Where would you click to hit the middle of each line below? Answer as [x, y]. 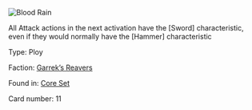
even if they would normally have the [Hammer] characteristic [110, 37]
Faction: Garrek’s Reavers [51, 67]
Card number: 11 [35, 99]
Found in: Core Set [39, 83]
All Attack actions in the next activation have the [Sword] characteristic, [126, 28]
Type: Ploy [26, 52]
